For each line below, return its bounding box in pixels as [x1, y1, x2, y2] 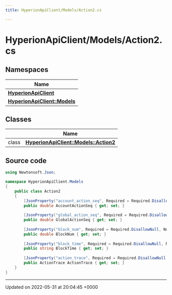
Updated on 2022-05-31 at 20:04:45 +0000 [5, 284, 98, 290]
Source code [5, 156, 47, 165]
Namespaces [5, 65, 49, 74]
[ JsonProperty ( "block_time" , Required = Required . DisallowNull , [24, 241, 164, 246]
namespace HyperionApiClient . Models [5, 179, 83, 185]
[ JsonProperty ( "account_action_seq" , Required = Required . [24, 198, 153, 203]
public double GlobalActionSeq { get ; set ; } [24, 218, 123, 223]
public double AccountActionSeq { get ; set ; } [24, 203, 125, 208]
